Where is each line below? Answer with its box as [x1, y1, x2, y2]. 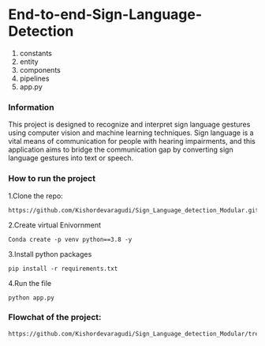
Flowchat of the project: [8, 312, 102, 323]
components [19, 65, 61, 74]
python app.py [8, 294, 55, 302]
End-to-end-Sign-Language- [8, 6, 203, 24]
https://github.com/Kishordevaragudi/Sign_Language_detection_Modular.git [8, 206, 259, 214]
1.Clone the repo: [8, 191, 63, 201]
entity [19, 57, 39, 66]
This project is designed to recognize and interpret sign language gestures [8, 120, 251, 130]
